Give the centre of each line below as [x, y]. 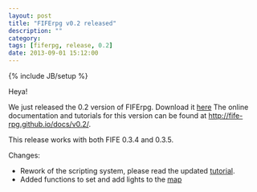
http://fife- [226, 116]
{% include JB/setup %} [48, 76]
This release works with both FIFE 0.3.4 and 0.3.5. [91, 140]
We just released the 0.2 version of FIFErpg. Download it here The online [128, 107]
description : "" [35, 31]
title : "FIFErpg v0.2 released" [62, 23]
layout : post [30, 16]
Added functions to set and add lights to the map [101, 179]
